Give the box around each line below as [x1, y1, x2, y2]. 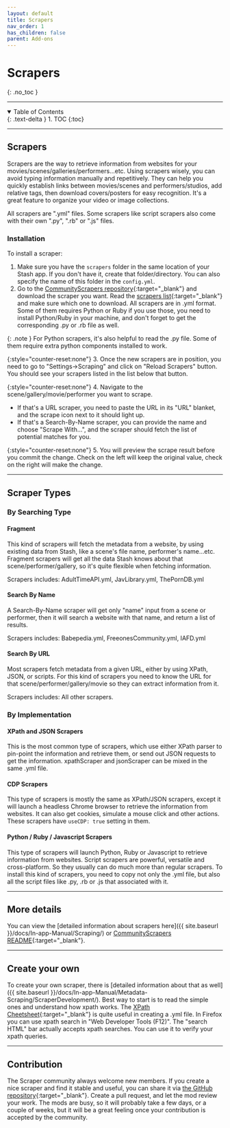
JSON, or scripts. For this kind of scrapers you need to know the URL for [7, 673, 212, 681]
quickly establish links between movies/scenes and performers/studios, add [7, 181, 222, 190]
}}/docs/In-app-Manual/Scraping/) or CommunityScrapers [7, 929, 172, 938]
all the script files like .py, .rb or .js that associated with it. [7, 877, 169, 886]
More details [7, 904, 62, 916]
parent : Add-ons [7, 36, 53, 43]
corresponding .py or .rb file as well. [16, 321, 120, 330]
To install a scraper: [7, 249, 63, 258]
